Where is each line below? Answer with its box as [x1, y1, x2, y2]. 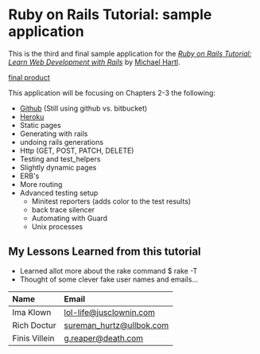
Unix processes [31, 221, 83, 231]
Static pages [19, 120, 61, 130]
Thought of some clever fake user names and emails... [19, 274, 199, 284]
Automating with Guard [31, 213, 108, 223]
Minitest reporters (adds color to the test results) [31, 196, 192, 206]
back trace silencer [31, 204, 95, 214]
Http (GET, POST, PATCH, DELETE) [19, 146, 134, 155]
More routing [19, 179, 63, 189]
